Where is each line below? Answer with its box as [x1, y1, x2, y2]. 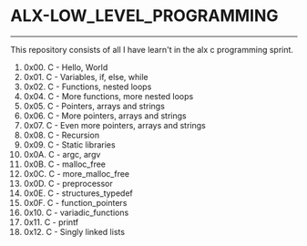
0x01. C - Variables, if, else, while [23, 71, 148, 82]
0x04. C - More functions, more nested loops [23, 90, 194, 101]
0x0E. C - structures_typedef [23, 188, 133, 199]
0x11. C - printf [23, 216, 79, 228]
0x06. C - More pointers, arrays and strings [23, 110, 187, 121]
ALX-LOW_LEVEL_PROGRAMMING [10, 5, 279, 26]
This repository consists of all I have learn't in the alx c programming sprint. [10, 44, 294, 55]
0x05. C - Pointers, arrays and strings [23, 100, 165, 111]
